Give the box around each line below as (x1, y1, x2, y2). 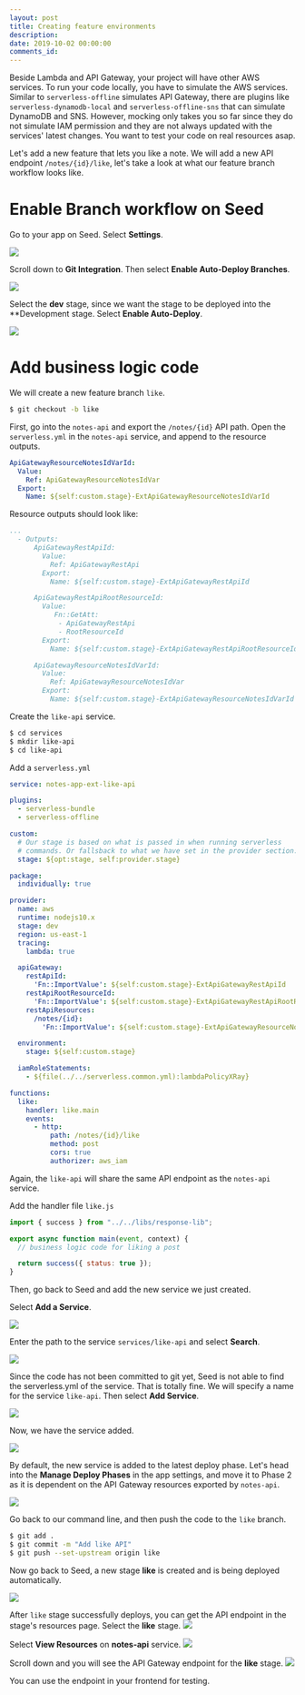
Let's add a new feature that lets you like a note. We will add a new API (9, 147, 274, 159)
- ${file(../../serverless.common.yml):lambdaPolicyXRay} (25, 1072, 250, 1081)
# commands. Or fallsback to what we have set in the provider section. (17, 846, 299, 856)
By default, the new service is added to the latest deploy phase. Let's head (9, 1460, 289, 1471)
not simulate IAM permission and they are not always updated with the (9, 120, 272, 132)
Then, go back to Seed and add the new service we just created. (9, 1284, 251, 1295)
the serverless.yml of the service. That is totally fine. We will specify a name (9, 1381, 294, 1392)
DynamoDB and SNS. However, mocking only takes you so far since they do (9, 111, 293, 122)
